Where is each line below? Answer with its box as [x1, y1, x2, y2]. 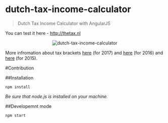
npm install [5, 85, 30, 90]
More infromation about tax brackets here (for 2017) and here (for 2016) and [5, 50, 163, 56]
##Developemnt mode [5, 103, 52, 109]
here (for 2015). [5, 55, 38, 61]
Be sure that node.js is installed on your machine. [5, 93, 108, 99]
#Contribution [5, 65, 34, 71]
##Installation [5, 74, 34, 80]
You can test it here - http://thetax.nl [5, 30, 81, 36]
